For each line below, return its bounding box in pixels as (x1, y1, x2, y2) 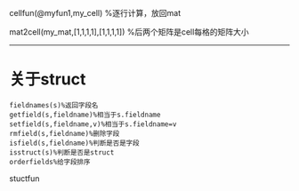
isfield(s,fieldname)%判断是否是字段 (9, 139, 140, 147)
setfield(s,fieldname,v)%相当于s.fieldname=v (9, 119, 177, 129)
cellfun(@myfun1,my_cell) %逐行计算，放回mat (9, 8, 181, 18)
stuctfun (9, 172, 40, 184)
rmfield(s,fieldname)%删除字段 (9, 129, 120, 138)
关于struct (9, 69, 86, 90)
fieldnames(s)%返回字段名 (9, 100, 99, 109)
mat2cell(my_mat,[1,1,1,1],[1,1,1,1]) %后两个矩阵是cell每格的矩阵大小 (9, 27, 249, 37)
